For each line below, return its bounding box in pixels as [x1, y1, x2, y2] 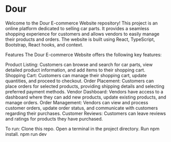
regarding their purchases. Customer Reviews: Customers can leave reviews [5, 110, 166, 116]
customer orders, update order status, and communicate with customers [5, 105, 158, 111]
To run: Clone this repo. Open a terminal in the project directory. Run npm [5, 126, 160, 132]
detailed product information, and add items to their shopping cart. [5, 67, 145, 73]
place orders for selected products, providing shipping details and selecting [5, 83, 164, 89]
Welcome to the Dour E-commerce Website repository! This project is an [5, 20, 158, 26]
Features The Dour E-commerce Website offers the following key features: [5, 52, 162, 58]
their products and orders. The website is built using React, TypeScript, [5, 36, 155, 42]
